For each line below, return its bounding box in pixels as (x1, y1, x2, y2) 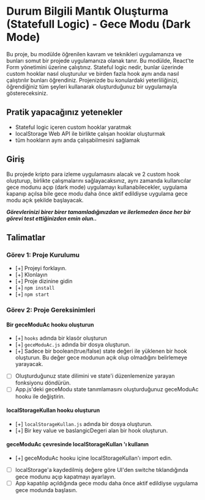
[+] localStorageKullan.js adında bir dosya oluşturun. (15, 420, 153, 427)
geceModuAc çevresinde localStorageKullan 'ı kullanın (6, 441, 149, 448)
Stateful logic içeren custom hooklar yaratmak (15, 123, 132, 131)
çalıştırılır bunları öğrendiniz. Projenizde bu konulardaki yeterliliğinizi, (6, 76, 179, 84)
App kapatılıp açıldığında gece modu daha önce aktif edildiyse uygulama (15, 479, 198, 487)
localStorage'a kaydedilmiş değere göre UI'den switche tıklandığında (15, 466, 188, 473)
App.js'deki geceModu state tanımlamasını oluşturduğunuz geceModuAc (15, 386, 199, 393)
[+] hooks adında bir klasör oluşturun (15, 334, 107, 342)
